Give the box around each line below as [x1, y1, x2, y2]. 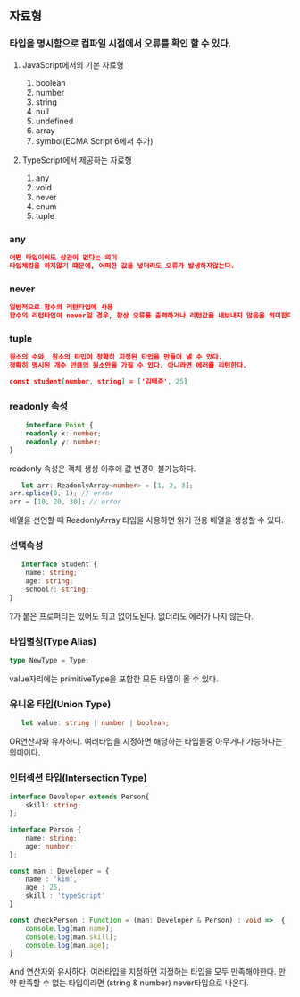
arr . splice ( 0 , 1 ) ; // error [9, 489, 114, 498]
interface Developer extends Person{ [9, 792, 150, 802]
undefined [35, 115, 74, 126]
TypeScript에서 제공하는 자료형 [21, 155, 132, 165]
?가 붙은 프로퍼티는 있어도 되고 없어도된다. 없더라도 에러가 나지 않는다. [9, 611, 254, 621]
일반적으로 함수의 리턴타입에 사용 [9, 303, 113, 312]
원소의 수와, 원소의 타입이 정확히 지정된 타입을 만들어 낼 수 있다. [9, 352, 223, 362]
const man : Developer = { [9, 866, 110, 875]
